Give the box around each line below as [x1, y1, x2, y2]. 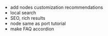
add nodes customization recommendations [10, 5, 103, 10]
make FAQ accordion [10, 26, 55, 32]
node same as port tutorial [10, 20, 66, 26]
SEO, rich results [10, 15, 46, 21]
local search [10, 10, 36, 16]
